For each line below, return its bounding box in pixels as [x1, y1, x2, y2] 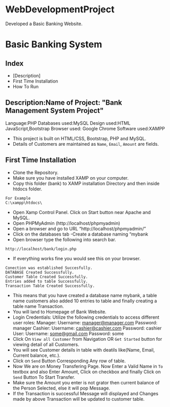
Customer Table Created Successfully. [5, 274, 88, 279]
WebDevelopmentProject [5, 4, 115, 15]
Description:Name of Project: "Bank [5, 99, 122, 107]
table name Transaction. [12, 303, 64, 309]
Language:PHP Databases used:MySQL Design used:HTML [5, 120, 131, 126]
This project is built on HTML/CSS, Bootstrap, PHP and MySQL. [12, 135, 146, 142]
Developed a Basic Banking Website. [5, 21, 83, 27]
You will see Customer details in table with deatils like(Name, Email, [12, 346, 155, 353]
